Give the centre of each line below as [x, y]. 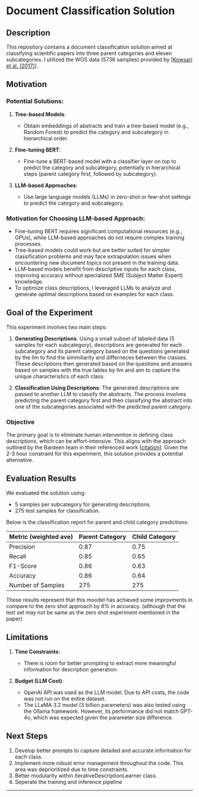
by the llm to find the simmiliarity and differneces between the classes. [101, 357]
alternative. [20, 460]
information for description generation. [71, 669]
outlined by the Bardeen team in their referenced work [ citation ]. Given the [97, 448]
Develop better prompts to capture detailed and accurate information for [103, 750]
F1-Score [23, 565]
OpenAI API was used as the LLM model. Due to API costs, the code [106, 692]
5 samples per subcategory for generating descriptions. [83, 504]
